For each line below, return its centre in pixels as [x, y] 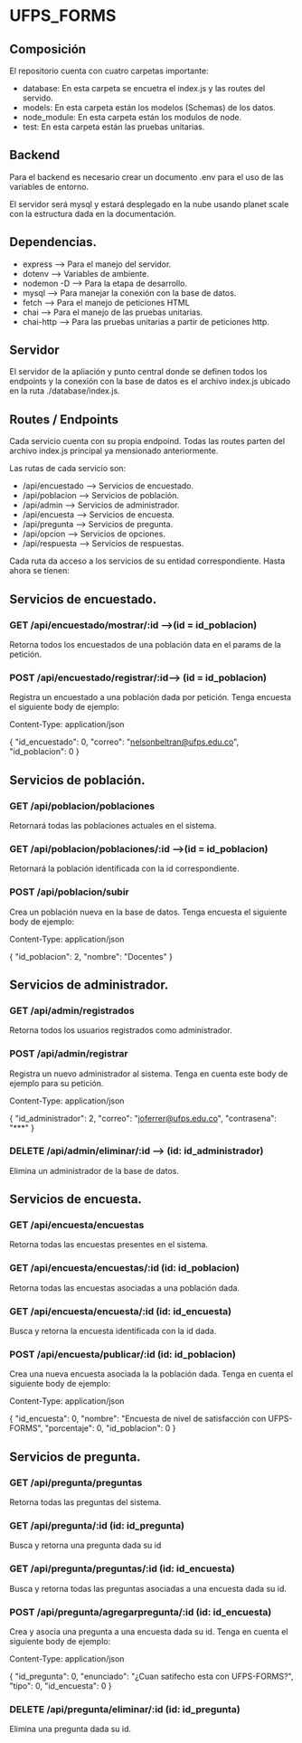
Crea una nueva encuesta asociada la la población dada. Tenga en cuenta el [151, 1374]
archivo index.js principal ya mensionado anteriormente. [114, 451]
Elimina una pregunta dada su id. [71, 1729]
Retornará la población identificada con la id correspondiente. [124, 868]
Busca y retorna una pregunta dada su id [85, 1545]
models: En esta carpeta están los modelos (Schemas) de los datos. [149, 108]
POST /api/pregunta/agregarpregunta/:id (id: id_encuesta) [141, 1612]
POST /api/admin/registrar [69, 1054]
